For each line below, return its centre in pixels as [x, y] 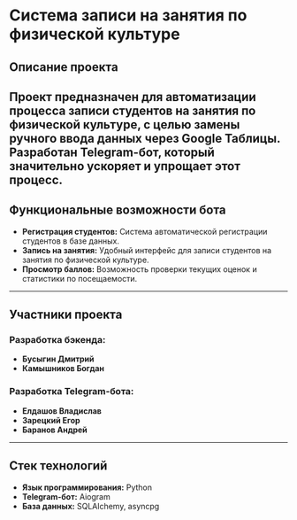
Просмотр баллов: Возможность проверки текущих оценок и [140, 269]
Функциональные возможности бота [118, 210]
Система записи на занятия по [128, 16]
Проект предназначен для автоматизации [133, 97]
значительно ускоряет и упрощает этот [125, 166]
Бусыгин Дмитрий [58, 359]
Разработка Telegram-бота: [72, 392]
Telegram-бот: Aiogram [66, 496]
